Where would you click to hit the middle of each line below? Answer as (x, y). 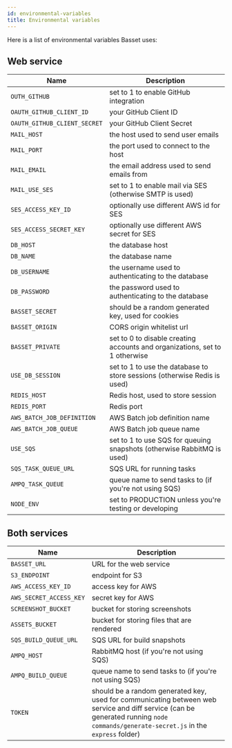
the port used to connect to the (160, 146)
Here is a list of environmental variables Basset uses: (82, 39)
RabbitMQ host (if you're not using (147, 651)
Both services (38, 533)
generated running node (129, 717)
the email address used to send (160, 166)
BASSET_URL (28, 564)
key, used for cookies (144, 316)
